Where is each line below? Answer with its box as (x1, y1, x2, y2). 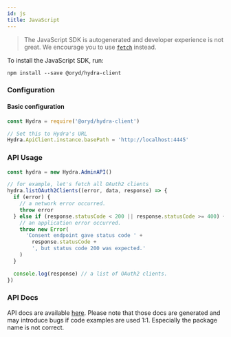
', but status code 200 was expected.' (32, 245, 146, 252)
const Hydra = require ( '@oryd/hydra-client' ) (7, 118, 140, 125)
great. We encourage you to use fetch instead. (23, 43, 157, 51)
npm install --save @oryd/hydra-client (7, 70, 122, 76)
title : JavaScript (7, 17, 60, 23)
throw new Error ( (19, 225, 69, 233)
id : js (7, 10, 26, 17)
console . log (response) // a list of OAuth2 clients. (13, 270, 168, 277)
